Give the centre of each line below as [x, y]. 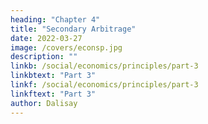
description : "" [44, 57]
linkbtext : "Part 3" [53, 76]
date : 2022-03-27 [46, 38]
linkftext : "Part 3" [53, 94]
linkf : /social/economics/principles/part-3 [104, 85]
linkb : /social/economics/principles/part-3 [104, 66]
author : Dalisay [44, 103]
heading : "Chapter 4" [55, 19]
